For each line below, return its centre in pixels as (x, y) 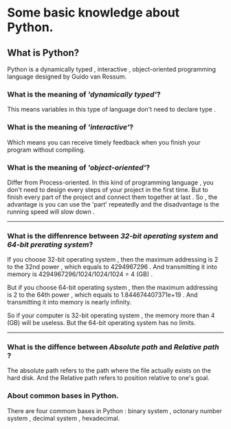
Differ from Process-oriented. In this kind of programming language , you (111, 182)
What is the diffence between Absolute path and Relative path (113, 347)
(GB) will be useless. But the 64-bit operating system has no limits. (101, 323)
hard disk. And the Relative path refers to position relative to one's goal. (108, 378)
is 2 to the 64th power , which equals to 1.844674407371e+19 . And (102, 295)
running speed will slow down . (51, 211)
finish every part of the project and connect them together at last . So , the (112, 197)
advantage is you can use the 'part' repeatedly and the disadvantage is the (113, 204)
